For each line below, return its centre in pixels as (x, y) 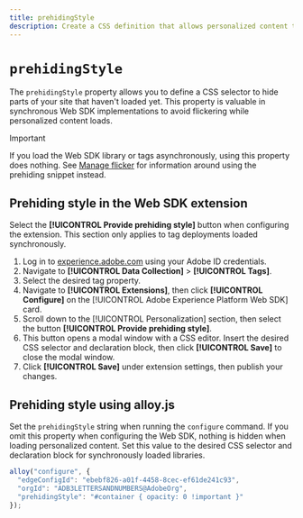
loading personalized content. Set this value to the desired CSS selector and (151, 446)
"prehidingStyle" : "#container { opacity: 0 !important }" (131, 496)
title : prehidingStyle (52, 18)
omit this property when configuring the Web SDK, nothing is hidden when (147, 436)
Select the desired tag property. (82, 281)
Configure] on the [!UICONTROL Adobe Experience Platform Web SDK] (155, 300)
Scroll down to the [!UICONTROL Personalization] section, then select (151, 319)
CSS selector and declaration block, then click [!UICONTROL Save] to (152, 348)
